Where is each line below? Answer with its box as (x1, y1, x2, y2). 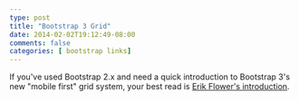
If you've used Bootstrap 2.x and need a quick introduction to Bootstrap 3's (9, 71, 291, 82)
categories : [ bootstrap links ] (9, 47, 131, 56)
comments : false (9, 38, 71, 48)
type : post (9, 13, 51, 23)
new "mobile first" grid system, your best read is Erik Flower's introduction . (9, 81, 290, 92)
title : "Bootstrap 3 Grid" (9, 22, 111, 31)
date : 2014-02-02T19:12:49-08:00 (9, 30, 136, 39)
